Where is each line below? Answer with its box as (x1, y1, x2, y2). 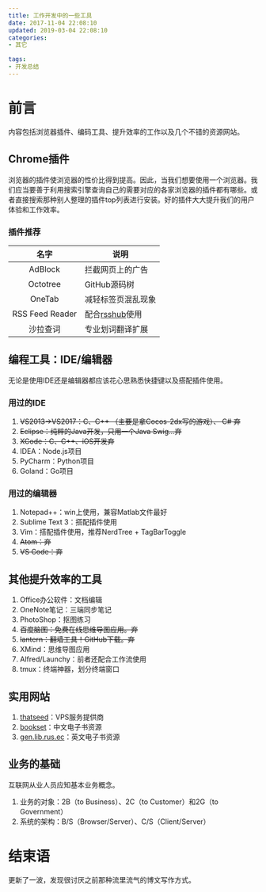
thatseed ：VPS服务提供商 (19, 712, 104, 722)
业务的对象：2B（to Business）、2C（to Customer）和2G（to (19, 797, 219, 806)
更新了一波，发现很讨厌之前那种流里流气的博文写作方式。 (8, 875, 196, 884)
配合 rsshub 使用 (84, 308, 142, 319)
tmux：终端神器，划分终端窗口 (19, 665, 120, 674)
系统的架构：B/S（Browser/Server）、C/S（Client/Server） (19, 817, 211, 826)
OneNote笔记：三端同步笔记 (19, 605, 112, 615)
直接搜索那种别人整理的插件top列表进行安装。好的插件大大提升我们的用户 (14, 195, 255, 204)
